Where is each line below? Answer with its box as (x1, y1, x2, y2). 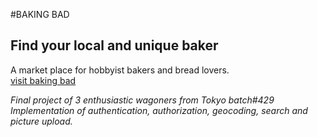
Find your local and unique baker (10, 37, 219, 54)
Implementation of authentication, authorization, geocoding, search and (10, 104, 308, 116)
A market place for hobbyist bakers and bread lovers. (10, 64, 230, 76)
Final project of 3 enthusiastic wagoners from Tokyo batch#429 (10, 94, 275, 106)
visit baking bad (10, 74, 77, 86)
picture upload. (10, 115, 73, 127)
